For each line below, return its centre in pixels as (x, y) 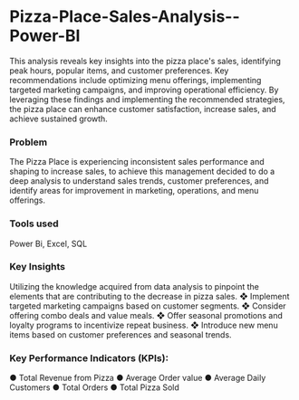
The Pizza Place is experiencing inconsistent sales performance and (137, 162)
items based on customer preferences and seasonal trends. (121, 334)
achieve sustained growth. (59, 119)
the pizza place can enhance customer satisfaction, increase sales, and (143, 109)
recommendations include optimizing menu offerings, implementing (135, 80)
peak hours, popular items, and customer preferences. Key (119, 71)
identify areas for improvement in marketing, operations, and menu (134, 191)
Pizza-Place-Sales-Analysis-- (125, 17)
